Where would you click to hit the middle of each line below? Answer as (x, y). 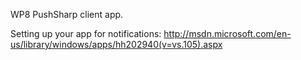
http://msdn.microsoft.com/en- (227, 33)
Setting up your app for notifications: (86, 33)
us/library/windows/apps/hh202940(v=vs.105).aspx (116, 44)
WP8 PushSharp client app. (67, 14)
